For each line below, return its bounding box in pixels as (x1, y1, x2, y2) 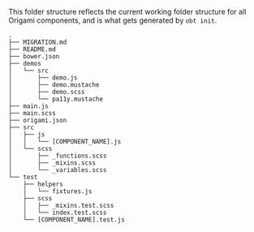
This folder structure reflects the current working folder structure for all (8, 7, 247, 16)
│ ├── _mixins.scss (8, 159, 96, 167)
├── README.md (8, 45, 57, 54)
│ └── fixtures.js (23, 187, 93, 195)
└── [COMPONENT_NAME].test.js (23, 216, 126, 224)
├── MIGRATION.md (8, 38, 67, 46)
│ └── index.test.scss (23, 208, 107, 217)
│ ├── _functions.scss (8, 152, 107, 160)
